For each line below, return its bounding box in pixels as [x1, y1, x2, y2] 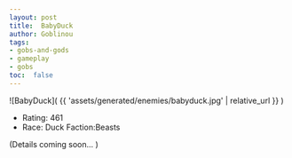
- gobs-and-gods [9, 46, 69, 55]
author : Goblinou [9, 29, 74, 38]
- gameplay [9, 54, 50, 63]
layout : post [9, 12, 58, 22]
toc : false [9, 71, 53, 80]
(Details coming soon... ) [9, 138, 99, 149]
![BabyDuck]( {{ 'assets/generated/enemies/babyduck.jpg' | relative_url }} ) [9, 95, 284, 106]
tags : [9, 37, 29, 47]
